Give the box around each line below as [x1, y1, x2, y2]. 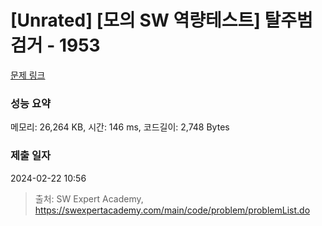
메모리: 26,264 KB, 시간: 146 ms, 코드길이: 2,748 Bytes [10, 121, 230, 133]
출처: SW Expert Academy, [34, 192, 144, 205]
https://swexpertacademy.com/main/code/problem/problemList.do [34, 204, 311, 216]
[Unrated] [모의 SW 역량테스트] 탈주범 [10, 9, 313, 32]
